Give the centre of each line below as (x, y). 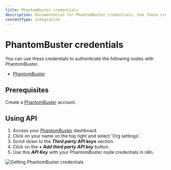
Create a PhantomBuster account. (41, 102)
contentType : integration (33, 19)
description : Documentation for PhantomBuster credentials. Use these (82, 15)
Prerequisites (27, 90)
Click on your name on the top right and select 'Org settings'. (77, 136)
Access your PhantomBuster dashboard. (55, 130)
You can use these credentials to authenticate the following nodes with (80, 59)
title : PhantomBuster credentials (42, 10)
